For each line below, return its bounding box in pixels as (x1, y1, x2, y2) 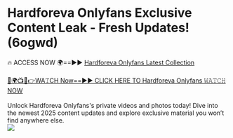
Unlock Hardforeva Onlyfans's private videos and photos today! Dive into (7, 101, 219, 109)
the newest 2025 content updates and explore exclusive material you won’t (7, 109, 225, 117)
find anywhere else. (7, 116, 65, 124)
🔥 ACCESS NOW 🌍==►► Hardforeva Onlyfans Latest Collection (7, 58, 195, 67)
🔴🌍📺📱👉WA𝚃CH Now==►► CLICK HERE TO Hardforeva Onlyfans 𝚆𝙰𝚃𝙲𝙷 (7, 76, 226, 85)
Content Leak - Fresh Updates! (7, 20, 189, 36)
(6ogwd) (7, 35, 58, 50)
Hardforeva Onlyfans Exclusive (7, 5, 192, 21)
